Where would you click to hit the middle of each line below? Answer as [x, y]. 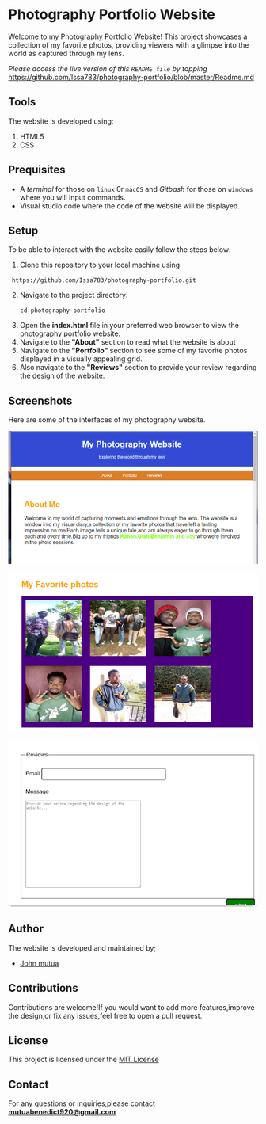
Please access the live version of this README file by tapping [108, 68]
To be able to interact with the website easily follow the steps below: [120, 250]
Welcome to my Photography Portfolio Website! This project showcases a [128, 36]
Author [26, 929]
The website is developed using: [61, 121]
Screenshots [40, 400]
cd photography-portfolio [62, 311]
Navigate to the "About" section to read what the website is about [127, 342]
